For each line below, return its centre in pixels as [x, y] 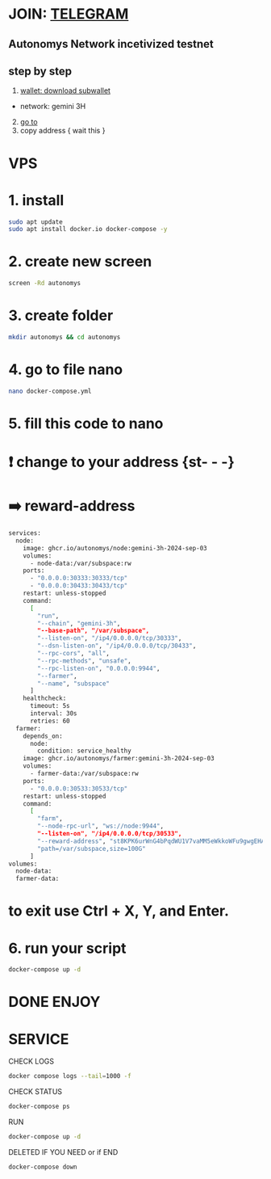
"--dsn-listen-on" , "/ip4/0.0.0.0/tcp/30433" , [117, 646]
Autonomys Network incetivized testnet [111, 44]
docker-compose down [43, 1167]
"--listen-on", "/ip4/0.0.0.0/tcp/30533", [110, 834]
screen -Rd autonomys [45, 284]
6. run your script [67, 948]
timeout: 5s [50, 706]
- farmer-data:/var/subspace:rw [84, 774]
